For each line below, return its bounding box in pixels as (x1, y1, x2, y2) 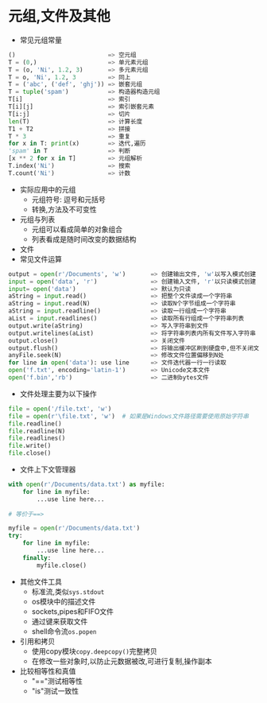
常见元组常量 (19, 35, 62, 45)
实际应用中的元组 (19, 184, 76, 194)
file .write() (8, 442, 52, 450)
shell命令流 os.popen (31, 626, 97, 636)
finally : (22, 553, 52, 561)
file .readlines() (8, 434, 66, 442)
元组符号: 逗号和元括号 (31, 194, 106, 204)
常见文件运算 (19, 254, 62, 263)
